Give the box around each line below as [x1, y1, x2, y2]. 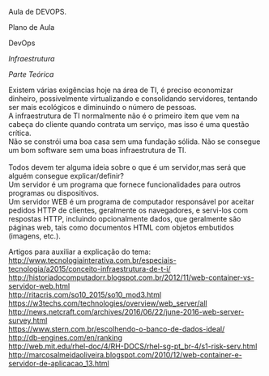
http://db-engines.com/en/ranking [8, 333, 123, 342]
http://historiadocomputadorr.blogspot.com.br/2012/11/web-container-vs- [8, 272, 254, 282]
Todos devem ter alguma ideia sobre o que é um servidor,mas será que [8, 163, 246, 172]
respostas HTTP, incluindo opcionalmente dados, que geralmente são [8, 214, 241, 223]
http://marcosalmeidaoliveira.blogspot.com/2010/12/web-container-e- [8, 350, 243, 359]
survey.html [8, 315, 48, 325]
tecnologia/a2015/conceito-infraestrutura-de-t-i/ [8, 264, 172, 273]
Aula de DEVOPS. [8, 7, 67, 16]
